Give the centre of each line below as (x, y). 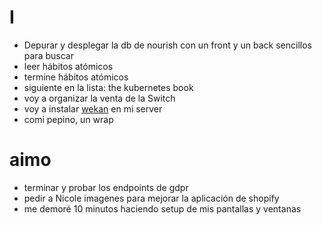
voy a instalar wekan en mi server (93, 108)
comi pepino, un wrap (68, 119)
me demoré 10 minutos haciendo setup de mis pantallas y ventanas (162, 208)
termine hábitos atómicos (76, 77)
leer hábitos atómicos (68, 66)
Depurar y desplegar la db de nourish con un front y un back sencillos (168, 45)
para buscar (48, 55)
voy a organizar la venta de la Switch (99, 98)
